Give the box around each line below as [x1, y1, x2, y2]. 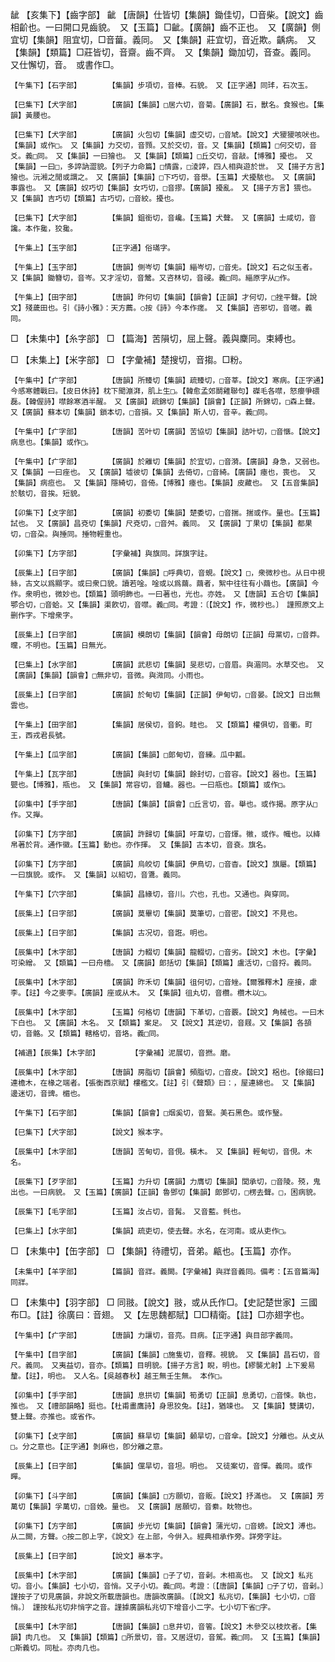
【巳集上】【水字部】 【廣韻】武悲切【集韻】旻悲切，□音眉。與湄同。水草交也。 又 [10, 660, 325, 670]
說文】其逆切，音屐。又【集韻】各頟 [184, 1018, 312, 1028]
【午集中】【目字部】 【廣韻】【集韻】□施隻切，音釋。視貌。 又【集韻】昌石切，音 [10, 1350, 321, 1360]
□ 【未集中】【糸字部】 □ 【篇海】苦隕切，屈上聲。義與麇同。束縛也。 [10, 333, 302, 344]
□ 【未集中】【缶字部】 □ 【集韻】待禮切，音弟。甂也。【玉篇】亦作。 [10, 1245, 297, 1257]
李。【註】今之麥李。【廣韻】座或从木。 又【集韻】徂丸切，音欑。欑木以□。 [10, 988, 272, 998]
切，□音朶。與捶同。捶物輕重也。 [10, 529, 127, 539]
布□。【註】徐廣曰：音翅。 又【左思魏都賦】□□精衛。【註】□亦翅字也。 [10, 1309, 310, 1320]
